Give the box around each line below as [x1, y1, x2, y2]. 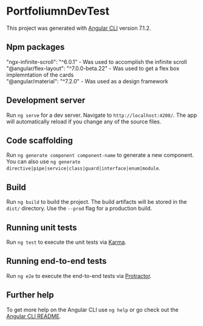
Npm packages [6, 42, 65, 52]
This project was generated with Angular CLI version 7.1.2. [6, 24, 151, 32]
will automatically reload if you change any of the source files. [6, 117, 162, 125]
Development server [6, 95, 86, 106]
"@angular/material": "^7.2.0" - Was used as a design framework [6, 77, 168, 85]
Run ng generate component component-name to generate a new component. [6, 151, 194, 159]
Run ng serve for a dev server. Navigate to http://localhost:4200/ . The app [6, 111, 198, 119]
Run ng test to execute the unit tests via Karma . [6, 238, 126, 246]
